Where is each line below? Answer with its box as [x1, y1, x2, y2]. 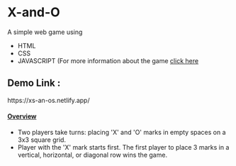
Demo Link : [7, 77, 61, 89]
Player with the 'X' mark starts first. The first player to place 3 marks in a [17, 143, 230, 151]
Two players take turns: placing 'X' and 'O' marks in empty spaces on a [17, 128, 226, 136]
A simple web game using [7, 28, 83, 36]
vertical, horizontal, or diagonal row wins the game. [17, 150, 168, 159]
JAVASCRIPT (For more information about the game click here [17, 56, 199, 65]
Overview [7, 112, 37, 121]
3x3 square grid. [17, 135, 66, 144]
